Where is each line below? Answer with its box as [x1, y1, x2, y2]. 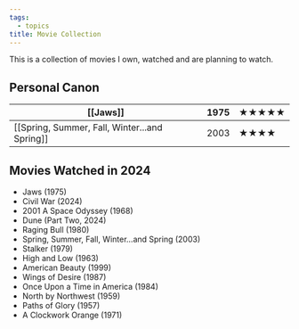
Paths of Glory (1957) [21, 300, 101, 310]
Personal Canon [9, 79, 100, 95]
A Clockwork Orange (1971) [21, 309, 123, 320]
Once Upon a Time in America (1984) [21, 282, 158, 292]
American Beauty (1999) [21, 262, 112, 273]
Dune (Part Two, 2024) [21, 215, 107, 226]
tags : [9, 12, 29, 22]
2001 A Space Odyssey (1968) [21, 206, 133, 216]
